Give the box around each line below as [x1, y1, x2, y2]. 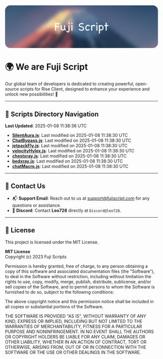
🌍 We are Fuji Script [5, 61, 88, 73]
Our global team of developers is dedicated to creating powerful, [5, 81, 134, 87]
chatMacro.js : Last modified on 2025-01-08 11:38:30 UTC [12, 164, 129, 170]
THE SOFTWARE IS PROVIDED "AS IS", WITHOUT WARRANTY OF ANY [5, 313, 147, 319]
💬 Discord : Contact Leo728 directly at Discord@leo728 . [12, 208, 121, 213]
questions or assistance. [12, 202, 62, 208]
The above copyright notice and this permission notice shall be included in [5, 298, 154, 304]
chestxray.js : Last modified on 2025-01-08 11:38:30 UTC [12, 153, 127, 159]
